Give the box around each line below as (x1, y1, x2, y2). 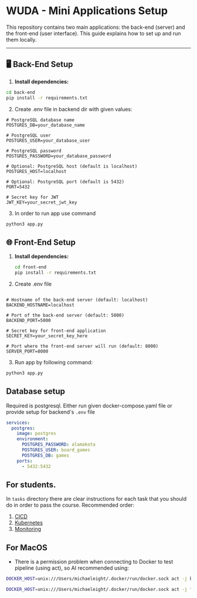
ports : (16, 458, 33, 464)
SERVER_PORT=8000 (6, 348, 49, 354)
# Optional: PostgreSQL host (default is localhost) (6, 163, 138, 169)
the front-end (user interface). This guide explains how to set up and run (6, 29, 181, 36)
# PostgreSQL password (6, 148, 62, 154)
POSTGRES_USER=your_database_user (6, 137, 91, 144)
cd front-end (14, 264, 47, 270)
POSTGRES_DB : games (21, 452, 69, 459)
